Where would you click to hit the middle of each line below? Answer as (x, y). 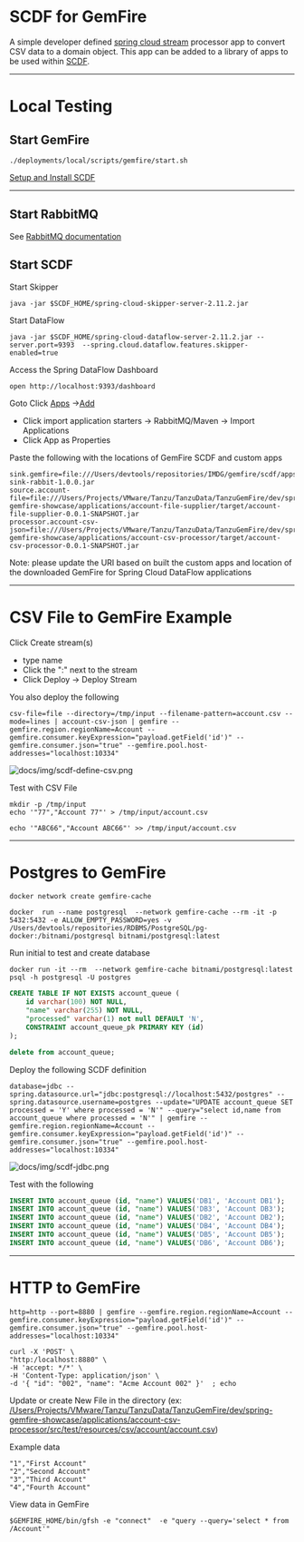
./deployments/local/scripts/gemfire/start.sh (99, 161)
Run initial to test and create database (80, 953)
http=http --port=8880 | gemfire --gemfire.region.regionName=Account (145, 1312)
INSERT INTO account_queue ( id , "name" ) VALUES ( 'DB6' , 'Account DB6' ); (147, 1242)
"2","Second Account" (50, 1471)
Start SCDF (42, 265)
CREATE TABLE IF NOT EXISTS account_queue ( (95, 994)
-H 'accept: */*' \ (46, 1368)
